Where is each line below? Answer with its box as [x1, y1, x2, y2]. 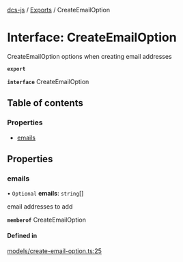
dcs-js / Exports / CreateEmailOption [7, 6, 111, 14]
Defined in [7, 231, 38, 239]
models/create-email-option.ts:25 [7, 246, 102, 255]
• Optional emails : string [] [7, 189, 84, 198]
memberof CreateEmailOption [7, 215, 87, 224]
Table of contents [7, 97, 83, 109]
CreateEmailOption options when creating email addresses [7, 52, 172, 60]
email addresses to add [7, 202, 73, 211]
